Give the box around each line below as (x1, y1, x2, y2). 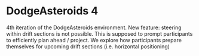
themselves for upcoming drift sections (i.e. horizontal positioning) (6, 43, 170, 50)
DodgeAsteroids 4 (6, 4, 99, 18)
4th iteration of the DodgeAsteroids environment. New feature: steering (6, 24, 182, 31)
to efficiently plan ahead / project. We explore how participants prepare (6, 36, 182, 43)
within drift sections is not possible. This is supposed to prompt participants (6, 30, 193, 37)
